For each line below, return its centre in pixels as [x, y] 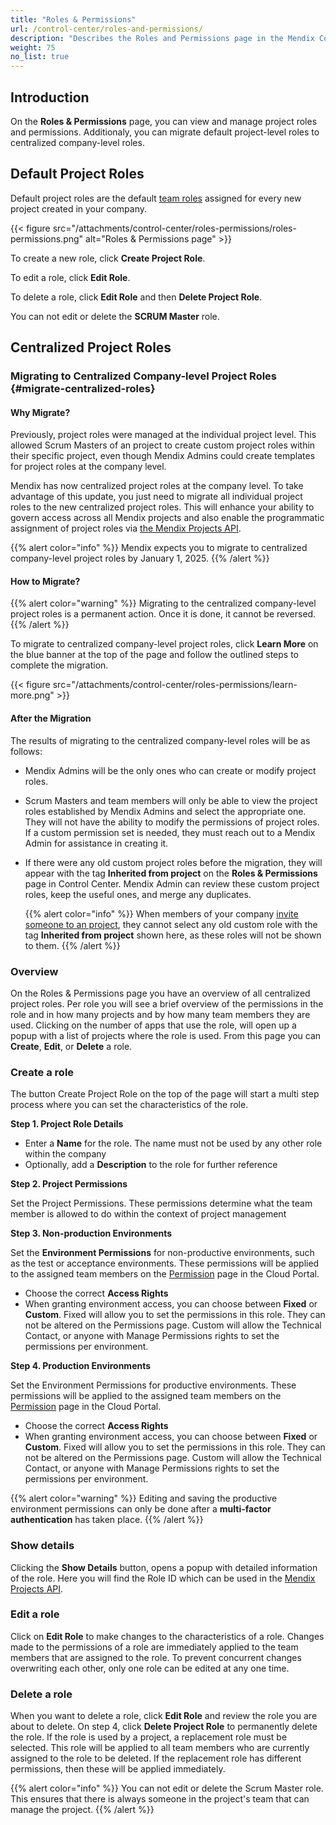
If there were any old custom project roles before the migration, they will [173, 862]
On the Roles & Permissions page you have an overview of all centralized [160, 993]
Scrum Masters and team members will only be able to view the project [171, 800]
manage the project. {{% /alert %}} [82, 1810]
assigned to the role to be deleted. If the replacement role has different [156, 1758]
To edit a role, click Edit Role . [70, 277]
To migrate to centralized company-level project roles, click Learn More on [164, 644]
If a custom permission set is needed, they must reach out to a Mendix [170, 832]
